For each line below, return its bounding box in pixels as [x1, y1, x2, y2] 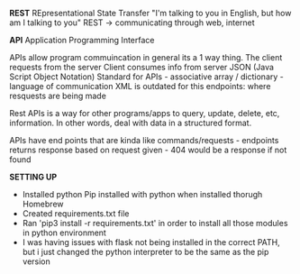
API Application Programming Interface [9, 35, 155, 45]
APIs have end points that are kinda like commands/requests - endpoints [9, 135, 279, 145]
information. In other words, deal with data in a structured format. [9, 117, 252, 128]
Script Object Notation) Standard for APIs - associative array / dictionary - [9, 71, 284, 82]
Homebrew [22, 198, 64, 209]
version [22, 256, 51, 267]
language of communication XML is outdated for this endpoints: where [9, 81, 271, 91]
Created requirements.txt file [22, 208, 130, 219]
